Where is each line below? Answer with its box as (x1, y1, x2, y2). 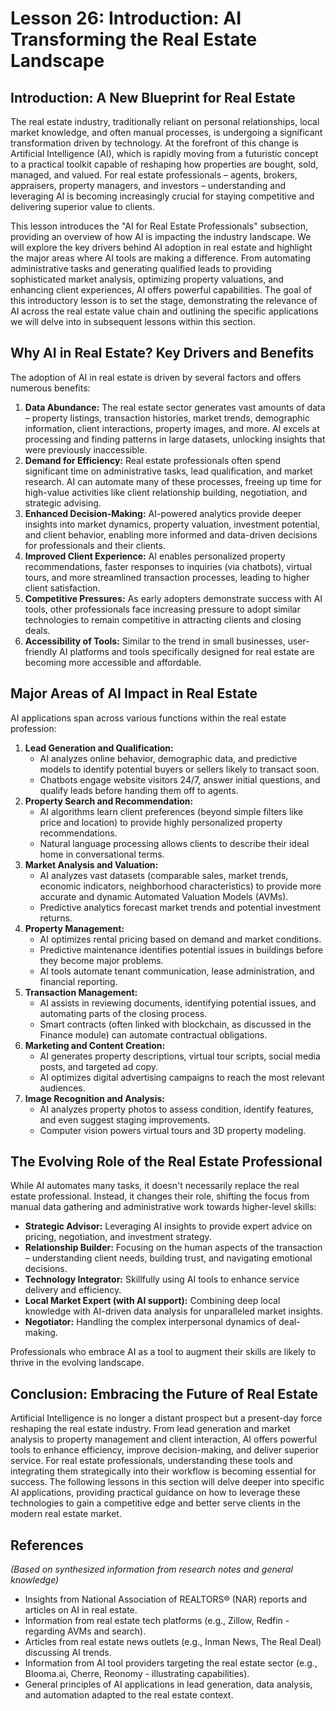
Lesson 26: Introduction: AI (10, 7, 242, 30)
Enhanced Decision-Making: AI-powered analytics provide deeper (24, 507, 302, 519)
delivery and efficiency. (24, 1284, 122, 1296)
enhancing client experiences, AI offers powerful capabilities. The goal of (10, 284, 313, 296)
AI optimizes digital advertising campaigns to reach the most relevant (39, 1071, 325, 1083)
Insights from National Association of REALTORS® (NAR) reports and (24, 1593, 308, 1606)
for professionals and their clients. (24, 539, 166, 551)
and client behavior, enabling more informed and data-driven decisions (24, 528, 318, 541)
